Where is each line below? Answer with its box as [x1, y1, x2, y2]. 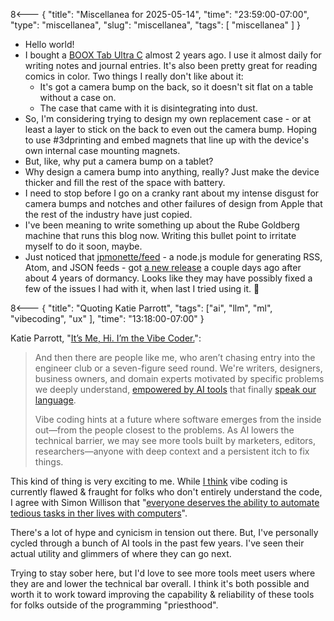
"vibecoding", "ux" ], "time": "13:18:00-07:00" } [10, 313, 205, 324]
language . [34, 394, 77, 406]
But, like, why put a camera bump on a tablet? [24, 155, 214, 167]
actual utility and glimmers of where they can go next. [10, 548, 232, 559]
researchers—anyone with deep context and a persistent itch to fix [34, 445, 310, 457]
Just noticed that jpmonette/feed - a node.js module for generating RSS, [24, 251, 323, 263]
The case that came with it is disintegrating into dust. [39, 102, 258, 114]
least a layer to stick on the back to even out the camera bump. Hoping [24, 124, 318, 135]
